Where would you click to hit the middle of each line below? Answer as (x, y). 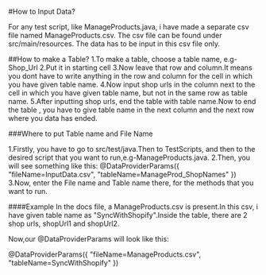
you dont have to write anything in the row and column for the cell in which (130, 76)
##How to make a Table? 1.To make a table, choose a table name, (115, 59)
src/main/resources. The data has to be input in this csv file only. (114, 44)
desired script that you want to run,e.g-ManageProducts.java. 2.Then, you (129, 157)
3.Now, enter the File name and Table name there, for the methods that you (131, 183)
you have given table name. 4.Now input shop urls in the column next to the (132, 84)
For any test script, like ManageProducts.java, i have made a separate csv (129, 27)
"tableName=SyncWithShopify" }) (64, 263)
